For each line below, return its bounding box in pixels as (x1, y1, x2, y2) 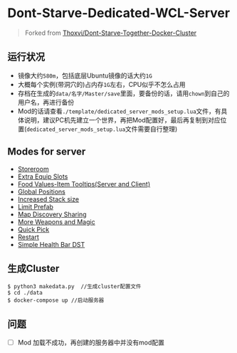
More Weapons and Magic (17, 217, 95, 226)
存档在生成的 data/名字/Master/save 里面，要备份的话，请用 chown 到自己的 (17, 89, 230, 98)
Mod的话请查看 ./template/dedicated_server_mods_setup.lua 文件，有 (17, 107, 222, 115)
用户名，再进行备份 (17, 98, 75, 106)
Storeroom (17, 164, 49, 173)
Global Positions (17, 187, 65, 196)
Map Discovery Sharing (17, 210, 87, 218)
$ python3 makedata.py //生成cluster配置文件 (7, 283, 142, 290)
